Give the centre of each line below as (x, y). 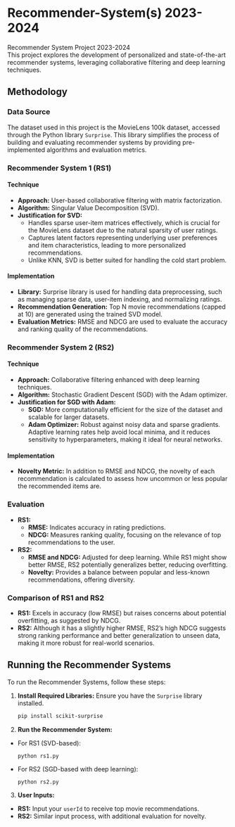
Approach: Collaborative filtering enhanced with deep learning (109, 380)
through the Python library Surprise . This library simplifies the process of (113, 134)
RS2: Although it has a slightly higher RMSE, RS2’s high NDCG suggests (122, 628)
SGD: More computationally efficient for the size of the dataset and (125, 410)
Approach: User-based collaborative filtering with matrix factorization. (120, 200)
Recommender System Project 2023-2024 (69, 47)
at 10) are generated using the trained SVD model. (90, 314)
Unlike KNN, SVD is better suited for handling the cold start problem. (127, 260)
